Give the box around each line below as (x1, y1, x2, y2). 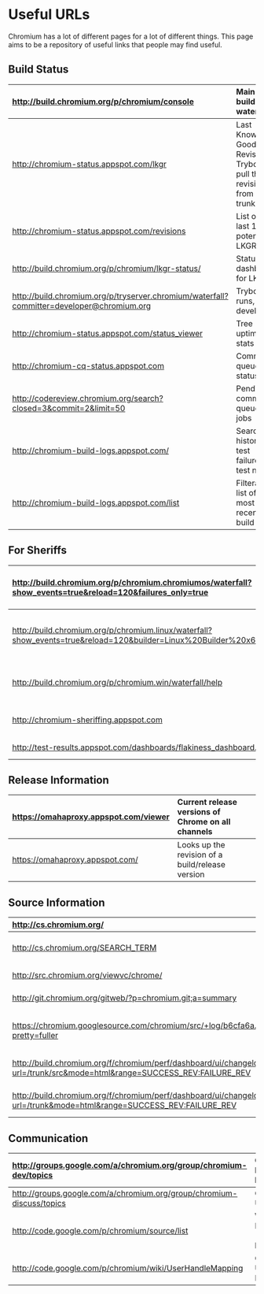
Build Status (8, 63, 69, 76)
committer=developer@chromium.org (12, 300, 152, 311)
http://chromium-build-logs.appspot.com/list (12, 497, 180, 508)
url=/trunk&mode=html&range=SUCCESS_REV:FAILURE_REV (12, 1100, 237, 1111)
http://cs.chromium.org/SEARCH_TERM (12, 943, 157, 954)
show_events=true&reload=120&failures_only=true (12, 587, 209, 598)
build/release (177, 859, 226, 870)
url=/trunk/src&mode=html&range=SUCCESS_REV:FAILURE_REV (12, 1067, 251, 1078)
